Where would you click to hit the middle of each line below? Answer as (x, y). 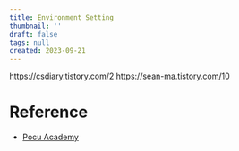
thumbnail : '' (36, 26)
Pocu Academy (50, 137)
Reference (48, 112)
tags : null (30, 42)
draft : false (34, 34)
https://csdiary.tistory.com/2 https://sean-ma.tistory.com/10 (119, 76)
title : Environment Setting (62, 17)
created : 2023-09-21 (48, 51)
